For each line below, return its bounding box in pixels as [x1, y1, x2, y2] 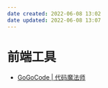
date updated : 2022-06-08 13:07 [7, 17, 101, 24]
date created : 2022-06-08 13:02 [7, 10, 101, 17]
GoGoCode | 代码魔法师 [17, 73, 86, 82]
